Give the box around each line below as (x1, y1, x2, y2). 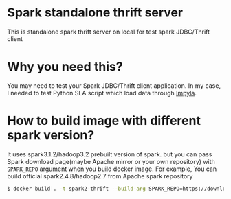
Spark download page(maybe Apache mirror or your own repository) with (7, 157, 215, 165)
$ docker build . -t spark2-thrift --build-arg (7, 185, 146, 192)
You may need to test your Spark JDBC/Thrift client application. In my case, (7, 81, 221, 90)
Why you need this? (7, 59, 123, 75)
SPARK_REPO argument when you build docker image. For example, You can (7, 165, 217, 173)
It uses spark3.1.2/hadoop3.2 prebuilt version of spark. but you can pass (7, 150, 212, 159)
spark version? (7, 128, 95, 143)
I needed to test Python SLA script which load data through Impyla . (7, 89, 197, 97)
